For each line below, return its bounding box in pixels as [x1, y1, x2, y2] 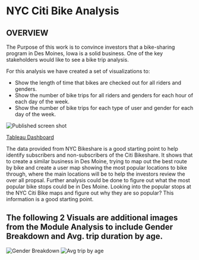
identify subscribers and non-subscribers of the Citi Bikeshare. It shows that [6, 151, 193, 158]
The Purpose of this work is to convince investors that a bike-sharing [6, 43, 175, 50]
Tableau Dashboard [6, 134, 55, 141]
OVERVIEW [6, 28, 49, 38]
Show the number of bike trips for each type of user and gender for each [14, 104, 194, 111]
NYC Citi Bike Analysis [6, 4, 120, 18]
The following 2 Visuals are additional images [6, 213, 178, 223]
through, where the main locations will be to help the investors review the [6, 170, 185, 177]
